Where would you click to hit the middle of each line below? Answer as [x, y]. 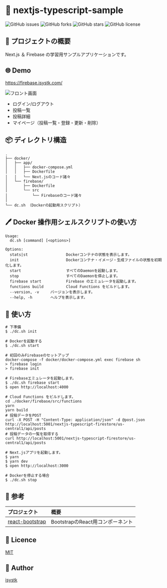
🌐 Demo [18, 71]
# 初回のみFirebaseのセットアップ [37, 355]
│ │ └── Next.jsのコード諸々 [38, 177]
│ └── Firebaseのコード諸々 [44, 196]
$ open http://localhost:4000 [37, 387]
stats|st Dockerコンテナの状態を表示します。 [71, 255]
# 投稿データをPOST [23, 415]
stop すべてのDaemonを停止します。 [65, 276]
